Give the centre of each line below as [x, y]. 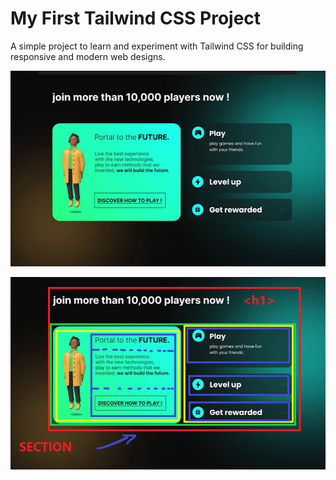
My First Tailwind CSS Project [136, 18]
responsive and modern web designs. [88, 56]
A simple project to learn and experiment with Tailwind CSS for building [157, 46]
